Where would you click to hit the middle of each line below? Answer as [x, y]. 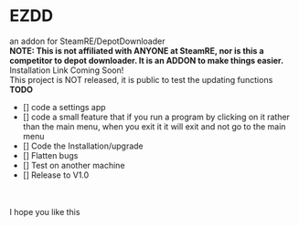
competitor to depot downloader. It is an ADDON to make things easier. [147, 60]
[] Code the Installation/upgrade [83, 146]
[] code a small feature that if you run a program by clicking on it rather [156, 117]
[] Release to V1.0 [56, 175]
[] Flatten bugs [50, 155]
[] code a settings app [64, 107]
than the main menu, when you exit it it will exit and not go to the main [154, 126]
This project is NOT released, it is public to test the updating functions [141, 79]
